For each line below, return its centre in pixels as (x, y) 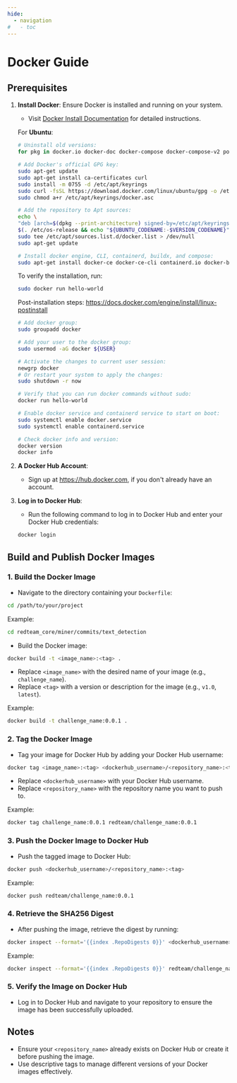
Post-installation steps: (51, 303)
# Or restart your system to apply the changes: (90, 375)
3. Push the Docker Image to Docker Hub (78, 841)
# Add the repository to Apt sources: (74, 210)
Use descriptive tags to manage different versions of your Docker (113, 1064)
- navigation (33, 21)
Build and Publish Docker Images (81, 557)
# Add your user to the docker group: (74, 342)
